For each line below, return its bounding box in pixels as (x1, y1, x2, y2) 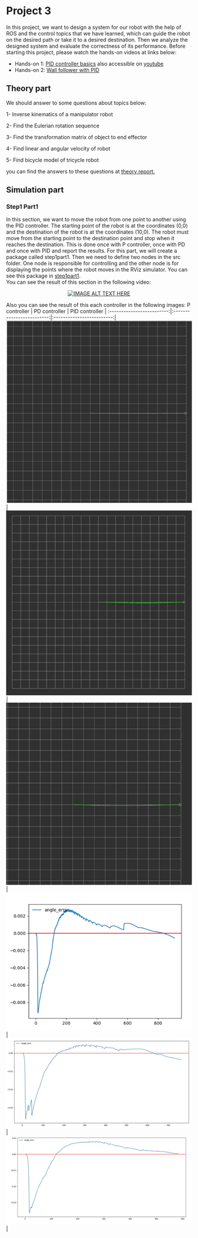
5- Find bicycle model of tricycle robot (6, 156, 99, 163)
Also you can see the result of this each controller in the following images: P (6, 302, 190, 309)
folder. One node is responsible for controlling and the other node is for (6, 260, 179, 267)
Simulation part (6, 185, 64, 195)
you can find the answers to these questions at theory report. (6, 168, 155, 175)
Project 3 (6, 4, 51, 18)
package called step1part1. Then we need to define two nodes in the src (6, 254, 181, 261)
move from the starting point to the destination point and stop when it (6, 235, 175, 242)
